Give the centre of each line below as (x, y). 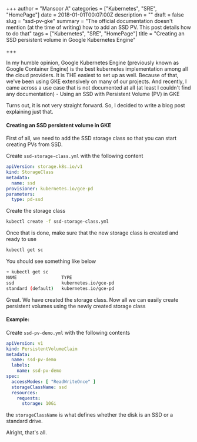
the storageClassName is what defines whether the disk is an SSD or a (90, 415)
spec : (13, 377)
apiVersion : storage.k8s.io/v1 (44, 167)
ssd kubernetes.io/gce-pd (60, 283)
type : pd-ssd (27, 200)
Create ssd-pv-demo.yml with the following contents (68, 332)
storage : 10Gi (39, 404)
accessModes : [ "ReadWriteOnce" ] (54, 382)
